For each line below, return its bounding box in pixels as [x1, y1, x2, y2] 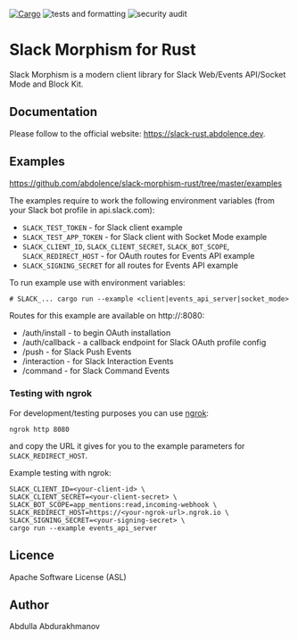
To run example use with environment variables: [9, 277, 186, 287]
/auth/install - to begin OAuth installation [21, 327, 171, 338]
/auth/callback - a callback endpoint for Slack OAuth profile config [21, 336, 267, 347]
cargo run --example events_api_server [9, 523, 158, 533]
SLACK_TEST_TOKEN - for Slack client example [21, 221, 183, 232]
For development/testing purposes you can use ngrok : [9, 407, 210, 419]
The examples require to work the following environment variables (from [9, 195, 275, 205]
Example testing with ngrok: [9, 467, 112, 477]
